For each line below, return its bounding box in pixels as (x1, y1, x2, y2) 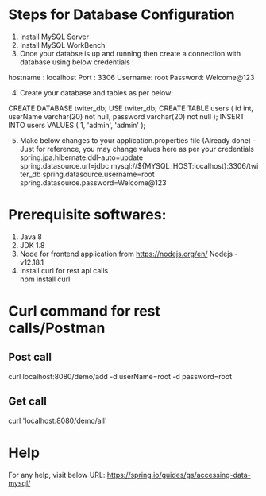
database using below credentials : (19, 57, 135, 67)
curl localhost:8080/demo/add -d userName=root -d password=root (8, 371, 233, 381)
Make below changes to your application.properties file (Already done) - (19, 135, 256, 145)
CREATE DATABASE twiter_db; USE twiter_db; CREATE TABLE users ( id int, (8, 103, 254, 113)
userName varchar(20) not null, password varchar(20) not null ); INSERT (8, 111, 245, 121)
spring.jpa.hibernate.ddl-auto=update (19, 153, 144, 162)
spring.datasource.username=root (42, 169, 155, 179)
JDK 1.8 (19, 240, 45, 250)
